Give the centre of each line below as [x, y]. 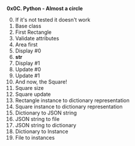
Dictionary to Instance [42, 131]
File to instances [35, 138]
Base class [28, 26]
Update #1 [27, 76]
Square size [30, 88]
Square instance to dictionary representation [69, 107]
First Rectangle [33, 32]
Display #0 [28, 51]
